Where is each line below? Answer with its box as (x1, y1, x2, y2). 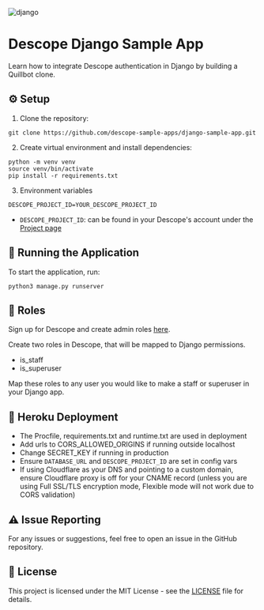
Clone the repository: (19, 113, 89, 122)
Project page (19, 223, 62, 232)
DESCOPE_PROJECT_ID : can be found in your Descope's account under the (19, 214, 254, 224)
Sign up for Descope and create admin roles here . (8, 325, 171, 334)
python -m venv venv (8, 158, 77, 166)
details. (8, 594, 32, 604)
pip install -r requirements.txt (8, 171, 119, 179)
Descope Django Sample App (8, 36, 204, 53)
